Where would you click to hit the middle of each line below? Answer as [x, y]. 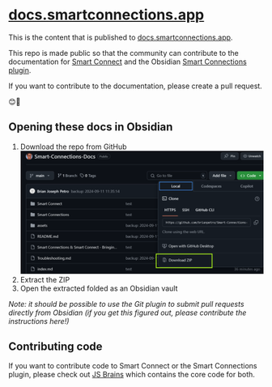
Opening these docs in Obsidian [91, 127]
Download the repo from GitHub [73, 147]
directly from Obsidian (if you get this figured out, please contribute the [127, 313]
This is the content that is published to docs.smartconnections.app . [121, 37]
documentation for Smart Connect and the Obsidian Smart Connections [127, 62]
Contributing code [55, 347]
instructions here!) [39, 321]
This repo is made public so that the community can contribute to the [123, 53]
